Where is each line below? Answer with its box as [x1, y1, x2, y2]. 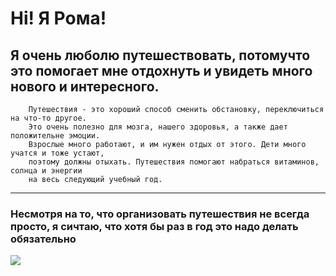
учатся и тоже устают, [10, 148, 105, 158]
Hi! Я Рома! [10, 7, 107, 30]
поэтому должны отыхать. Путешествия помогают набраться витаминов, [28, 157, 320, 167]
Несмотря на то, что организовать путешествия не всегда [10, 207, 310, 221]
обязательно [10, 232, 77, 246]
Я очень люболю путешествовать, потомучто [10, 47, 311, 64]
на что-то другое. [10, 113, 87, 123]
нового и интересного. [10, 78, 160, 95]
